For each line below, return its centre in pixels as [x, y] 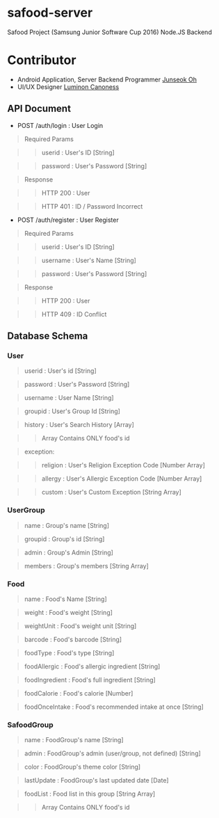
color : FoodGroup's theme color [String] [82, 767]
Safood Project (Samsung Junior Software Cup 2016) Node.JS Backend [109, 32]
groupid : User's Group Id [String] [72, 411]
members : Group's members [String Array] [87, 566]
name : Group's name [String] [67, 525]
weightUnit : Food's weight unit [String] [80, 626]
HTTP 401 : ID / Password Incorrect [92, 206]
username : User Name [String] [69, 398]
